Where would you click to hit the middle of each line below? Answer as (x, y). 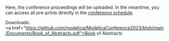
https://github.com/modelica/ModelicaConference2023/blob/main (94, 28)
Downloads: (18, 23)
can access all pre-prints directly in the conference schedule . (70, 13)
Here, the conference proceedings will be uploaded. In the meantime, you (82, 7)
